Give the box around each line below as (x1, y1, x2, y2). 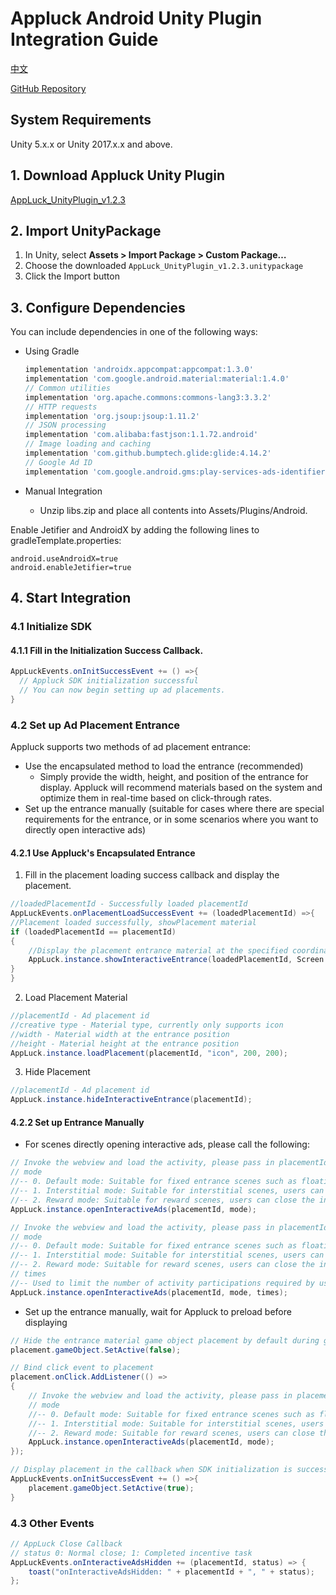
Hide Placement (24, 1066, 91, 1078)
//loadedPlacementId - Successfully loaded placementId (10, 899, 248, 909)
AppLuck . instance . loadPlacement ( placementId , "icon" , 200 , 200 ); (10, 1048, 289, 1058)
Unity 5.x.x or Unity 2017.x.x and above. (10, 138, 173, 150)
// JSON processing (24, 420, 107, 431)
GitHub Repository (10, 82, 87, 94)
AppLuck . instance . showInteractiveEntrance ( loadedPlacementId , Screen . (28, 955, 329, 965)
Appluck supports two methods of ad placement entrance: (10, 741, 252, 752)
